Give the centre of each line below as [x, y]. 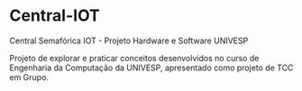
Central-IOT [55, 16]
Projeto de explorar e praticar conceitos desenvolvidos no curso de [134, 58]
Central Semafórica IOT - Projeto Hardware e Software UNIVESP [129, 41]
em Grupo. [29, 77]
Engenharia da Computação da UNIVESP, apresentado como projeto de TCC [151, 68]
